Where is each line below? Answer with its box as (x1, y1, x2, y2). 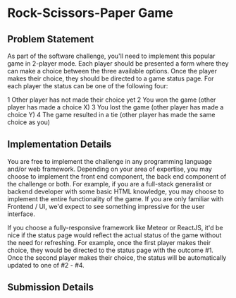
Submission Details (7, 281, 94, 294)
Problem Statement (7, 33, 94, 45)
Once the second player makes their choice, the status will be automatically (7, 253, 227, 262)
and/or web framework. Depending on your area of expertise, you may (7, 165, 213, 173)
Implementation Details (7, 138, 112, 150)
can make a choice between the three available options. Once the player (7, 67, 217, 75)
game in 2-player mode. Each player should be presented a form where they (7, 59, 229, 68)
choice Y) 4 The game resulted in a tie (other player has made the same (7, 111, 216, 119)
